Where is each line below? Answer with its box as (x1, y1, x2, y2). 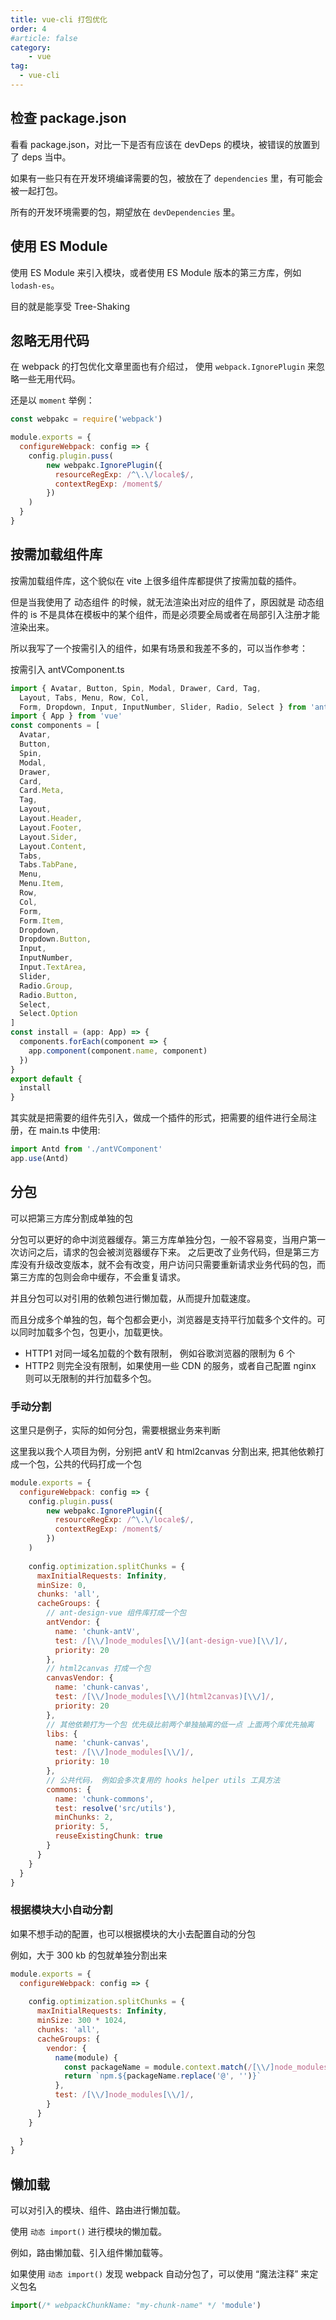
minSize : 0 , (36, 1580, 87, 1590)
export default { (10, 1074, 83, 1084)
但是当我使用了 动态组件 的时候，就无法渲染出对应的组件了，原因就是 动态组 (10, 596, 325, 608)
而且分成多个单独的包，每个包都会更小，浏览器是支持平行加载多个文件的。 (10, 1313, 317, 1325)
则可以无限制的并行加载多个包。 (24, 1372, 157, 1384)
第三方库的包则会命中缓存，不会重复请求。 (10, 1271, 186, 1283)
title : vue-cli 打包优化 (10, 14, 108, 25)
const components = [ (10, 721, 101, 731)
